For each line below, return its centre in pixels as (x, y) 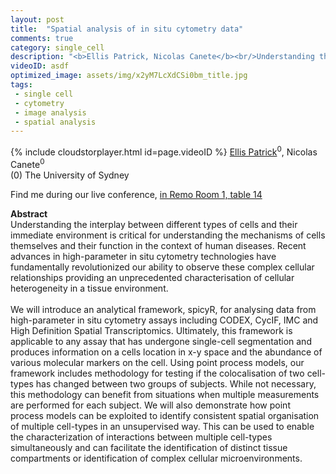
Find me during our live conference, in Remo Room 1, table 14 (136, 194)
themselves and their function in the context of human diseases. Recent (158, 245)
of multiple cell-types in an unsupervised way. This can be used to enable (162, 426)
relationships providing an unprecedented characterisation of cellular (152, 277)
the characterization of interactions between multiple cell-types (141, 437)
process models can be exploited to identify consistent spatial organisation (165, 415)
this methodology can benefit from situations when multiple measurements (165, 394)
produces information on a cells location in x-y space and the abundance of (166, 352)
